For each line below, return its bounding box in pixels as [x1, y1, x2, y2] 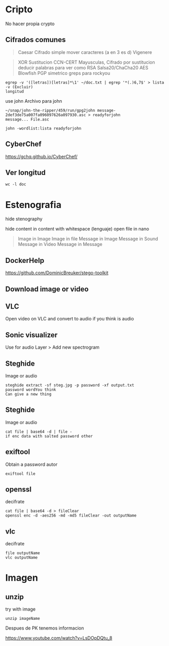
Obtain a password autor [5, 461, 58, 467]
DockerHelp [5, 256, 45, 265]
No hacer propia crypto [5, 21, 55, 27]
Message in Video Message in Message [17, 241, 103, 248]
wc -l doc [5, 182, 27, 187]
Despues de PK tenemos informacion [5, 625, 84, 631]
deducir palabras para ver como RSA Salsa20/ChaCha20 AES [17, 64, 149, 70]
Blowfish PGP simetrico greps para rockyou [17, 70, 110, 76]
